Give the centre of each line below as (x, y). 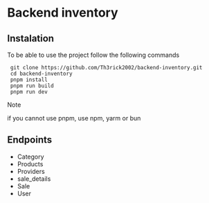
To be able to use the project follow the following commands (93, 55)
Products (30, 164)
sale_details (34, 179)
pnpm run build (32, 86)
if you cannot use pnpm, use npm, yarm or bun (74, 118)
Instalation (30, 38)
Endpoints (30, 140)
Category (30, 157)
